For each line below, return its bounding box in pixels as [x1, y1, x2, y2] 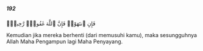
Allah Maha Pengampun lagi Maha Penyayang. [6, 38, 123, 45]
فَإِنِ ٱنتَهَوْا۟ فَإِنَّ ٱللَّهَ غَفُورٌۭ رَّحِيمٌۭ [6, 20, 96, 27]
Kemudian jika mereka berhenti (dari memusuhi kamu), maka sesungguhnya [6, 31, 197, 38]
